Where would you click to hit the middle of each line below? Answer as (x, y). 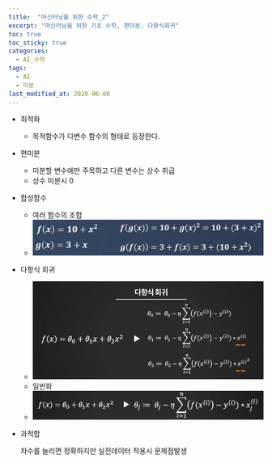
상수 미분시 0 (53, 180)
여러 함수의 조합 (57, 215)
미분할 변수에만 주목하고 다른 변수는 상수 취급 (104, 170)
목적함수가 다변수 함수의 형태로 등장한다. (96, 136)
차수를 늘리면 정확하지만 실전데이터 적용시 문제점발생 (104, 450)
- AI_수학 (31, 60)
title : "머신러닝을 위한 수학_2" (59, 17)
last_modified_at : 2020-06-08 (59, 94)
